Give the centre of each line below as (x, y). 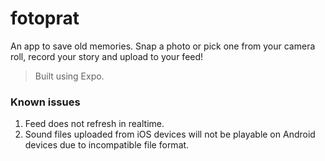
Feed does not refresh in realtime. (94, 124)
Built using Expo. (69, 76)
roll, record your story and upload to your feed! (107, 56)
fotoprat (45, 18)
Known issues (45, 102)
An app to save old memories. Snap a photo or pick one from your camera (163, 46)
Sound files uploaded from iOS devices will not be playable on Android (170, 134)
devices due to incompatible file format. (107, 145)
